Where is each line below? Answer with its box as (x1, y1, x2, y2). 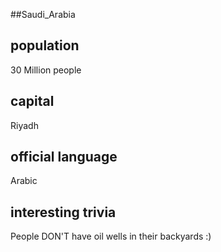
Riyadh (10, 119, 39, 131)
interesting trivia (10, 204, 117, 221)
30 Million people (10, 64, 82, 76)
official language (10, 149, 118, 166)
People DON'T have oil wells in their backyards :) (10, 230, 212, 243)
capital (10, 93, 55, 110)
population (10, 37, 80, 54)
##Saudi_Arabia (10, 9, 76, 20)
